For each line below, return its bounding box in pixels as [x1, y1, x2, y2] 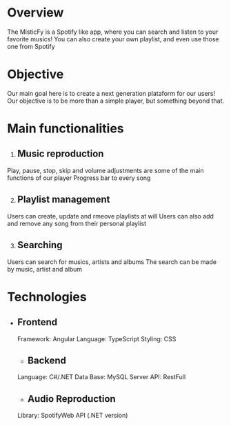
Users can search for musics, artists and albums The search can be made [7, 257, 217, 266]
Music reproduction [17, 148, 104, 160]
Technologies [7, 289, 88, 305]
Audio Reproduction [27, 393, 116, 405]
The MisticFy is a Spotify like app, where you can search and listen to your [7, 28, 219, 36]
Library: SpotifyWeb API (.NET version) [17, 412, 128, 420]
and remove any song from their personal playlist [7, 219, 147, 227]
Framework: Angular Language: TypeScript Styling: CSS [17, 334, 177, 343]
